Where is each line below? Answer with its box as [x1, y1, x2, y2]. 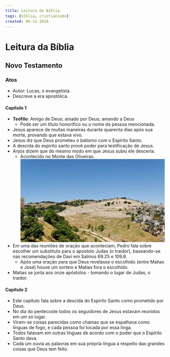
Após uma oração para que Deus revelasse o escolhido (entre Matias [20, 259, 164, 265]
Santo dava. [12, 335, 38, 341]
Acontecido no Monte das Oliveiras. [20, 154, 95, 160]
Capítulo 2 [5, 286, 28, 292]
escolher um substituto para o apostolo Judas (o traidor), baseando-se [12, 248, 161, 254]
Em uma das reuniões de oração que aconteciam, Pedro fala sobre [12, 243, 152, 249]
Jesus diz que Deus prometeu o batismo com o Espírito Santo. [12, 137, 143, 143]
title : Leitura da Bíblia [5, 8, 60, 13]
